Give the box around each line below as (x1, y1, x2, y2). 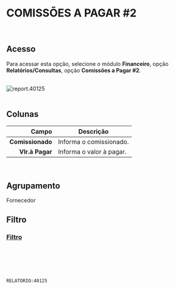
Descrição (78, 127, 109, 135)
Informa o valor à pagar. (57, 147, 127, 155)
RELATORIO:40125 (6, 278, 48, 284)
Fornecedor (6, 197, 36, 204)
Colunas (6, 109, 39, 120)
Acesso (6, 44, 36, 54)
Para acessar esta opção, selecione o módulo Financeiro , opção (6, 60, 169, 67)
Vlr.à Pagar (19, 147, 52, 155)
